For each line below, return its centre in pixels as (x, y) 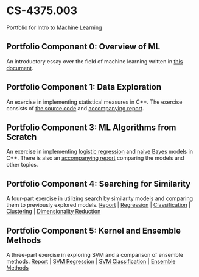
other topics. (22, 165)
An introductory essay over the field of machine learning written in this (95, 61)
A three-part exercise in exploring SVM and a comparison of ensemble (95, 255)
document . (20, 68)
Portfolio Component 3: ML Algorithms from (91, 127)
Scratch (22, 137)
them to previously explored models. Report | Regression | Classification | (98, 205)
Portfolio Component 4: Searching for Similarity (99, 184)
